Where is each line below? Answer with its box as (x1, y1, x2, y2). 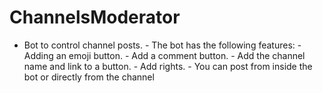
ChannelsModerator (9, 6, 181, 29)
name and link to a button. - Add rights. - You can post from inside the (23, 60, 313, 72)
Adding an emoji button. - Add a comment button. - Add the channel (23, 49, 306, 61)
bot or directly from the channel (23, 71, 155, 83)
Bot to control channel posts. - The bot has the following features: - (23, 39, 302, 51)
